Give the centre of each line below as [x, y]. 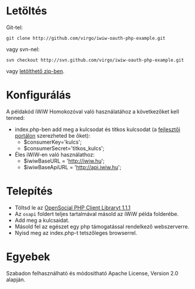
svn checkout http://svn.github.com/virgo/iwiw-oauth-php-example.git [95, 60]
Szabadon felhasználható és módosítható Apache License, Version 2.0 [92, 273]
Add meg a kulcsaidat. [42, 220]
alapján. [16, 280]
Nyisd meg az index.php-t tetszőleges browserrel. [76, 233]
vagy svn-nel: [23, 49]
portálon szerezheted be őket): [52, 135]
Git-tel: [15, 27]
